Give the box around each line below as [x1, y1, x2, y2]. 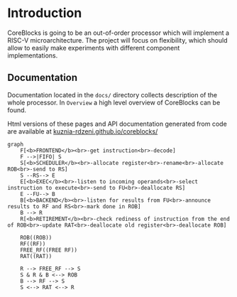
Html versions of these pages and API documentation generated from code [7, 119, 227, 128]
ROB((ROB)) [20, 234, 53, 241]
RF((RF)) [20, 240, 46, 247]
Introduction [7, 5, 82, 21]
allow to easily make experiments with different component [7, 43, 180, 52]
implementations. [7, 51, 58, 60]
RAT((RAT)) [20, 252, 53, 260]
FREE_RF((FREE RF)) [20, 247, 78, 254]
